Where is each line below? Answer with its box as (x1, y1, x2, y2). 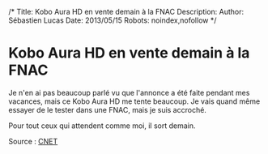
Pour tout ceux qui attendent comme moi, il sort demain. (8, 121, 196, 130)
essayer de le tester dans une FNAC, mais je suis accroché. (8, 105, 206, 114)
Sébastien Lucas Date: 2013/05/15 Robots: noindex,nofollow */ (8, 15, 217, 25)
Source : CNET (8, 136, 58, 146)
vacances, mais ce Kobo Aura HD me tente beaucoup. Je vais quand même (8, 96, 261, 106)
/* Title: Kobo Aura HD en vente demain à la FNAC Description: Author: (8, 7, 245, 16)
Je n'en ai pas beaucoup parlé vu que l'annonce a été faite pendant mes (8, 88, 250, 97)
